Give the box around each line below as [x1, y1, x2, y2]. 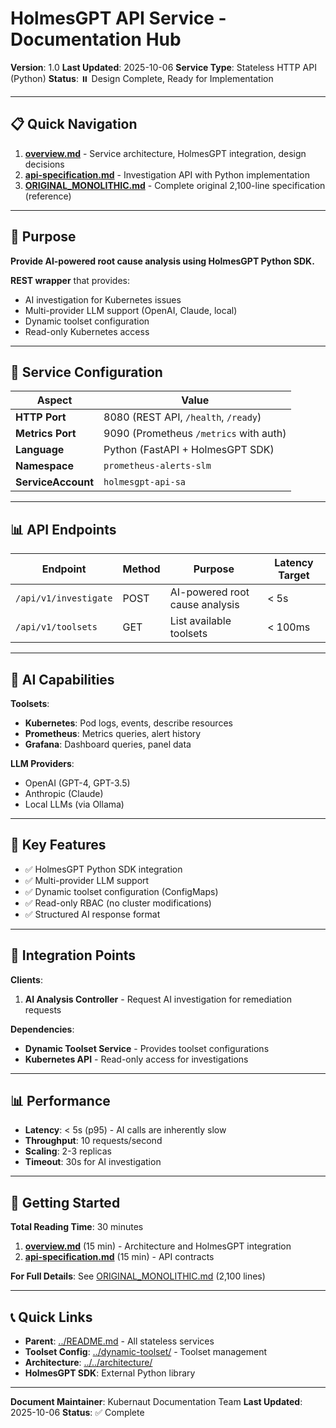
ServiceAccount [15, 475, 95, 489]
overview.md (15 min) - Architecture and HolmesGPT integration [24, 1240, 292, 1252]
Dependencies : [10, 1023, 75, 1035]
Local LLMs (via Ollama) [24, 798, 125, 810]
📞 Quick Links [10, 1308, 93, 1326]
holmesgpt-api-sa [103, 477, 187, 488]
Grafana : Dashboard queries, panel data [24, 738, 192, 750]
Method [122, 562, 161, 576]
